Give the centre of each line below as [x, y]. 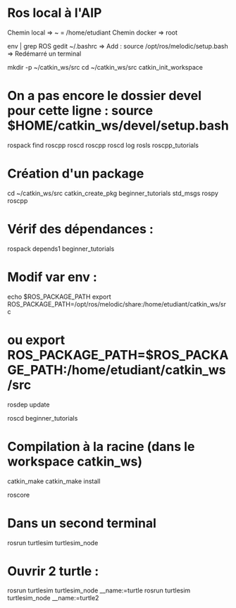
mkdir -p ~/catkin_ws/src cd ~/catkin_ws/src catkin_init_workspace [105, 67]
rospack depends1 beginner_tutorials [61, 249]
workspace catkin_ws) [75, 461]
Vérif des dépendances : [80, 229]
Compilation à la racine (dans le [101, 446]
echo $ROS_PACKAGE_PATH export [59, 297]
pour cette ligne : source [80, 111]
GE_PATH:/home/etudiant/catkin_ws [117, 370]
